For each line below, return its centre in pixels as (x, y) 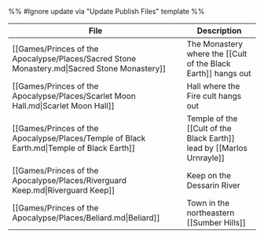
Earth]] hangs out (219, 73)
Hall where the (213, 86)
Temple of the (212, 119)
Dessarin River (214, 185)
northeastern (211, 213)
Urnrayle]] (206, 158)
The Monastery (215, 44)
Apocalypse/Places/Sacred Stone (74, 59)
